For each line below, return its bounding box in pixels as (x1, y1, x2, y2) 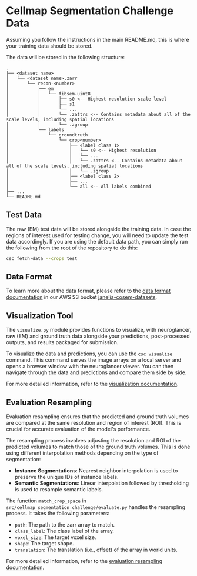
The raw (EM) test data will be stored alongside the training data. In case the (6, 225, 191, 232)
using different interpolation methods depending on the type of (6, 450, 159, 457)
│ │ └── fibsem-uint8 (6, 91, 91, 96)
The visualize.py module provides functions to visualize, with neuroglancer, (6, 327, 192, 334)
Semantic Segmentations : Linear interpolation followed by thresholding (14, 480, 189, 487)
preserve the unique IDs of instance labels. (14, 474, 119, 481)
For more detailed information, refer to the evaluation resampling (6, 558, 163, 565)
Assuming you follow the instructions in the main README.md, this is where (6, 36, 189, 43)
